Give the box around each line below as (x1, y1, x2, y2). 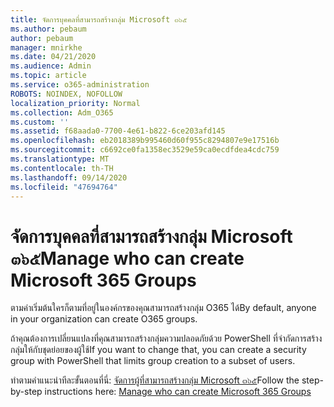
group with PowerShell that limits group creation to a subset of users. (10, 355, 296, 367)
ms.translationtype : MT (10, 154, 110, 164)
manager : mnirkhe (10, 42, 83, 53)
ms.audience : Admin (10, 61, 92, 71)
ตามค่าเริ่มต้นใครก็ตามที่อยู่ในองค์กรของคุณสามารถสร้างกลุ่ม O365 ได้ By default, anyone (10, 302, 317, 314)
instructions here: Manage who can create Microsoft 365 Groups (44, 386, 312, 398)
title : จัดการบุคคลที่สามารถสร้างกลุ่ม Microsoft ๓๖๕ (10, 14, 188, 25)
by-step (10, 386, 43, 398)
